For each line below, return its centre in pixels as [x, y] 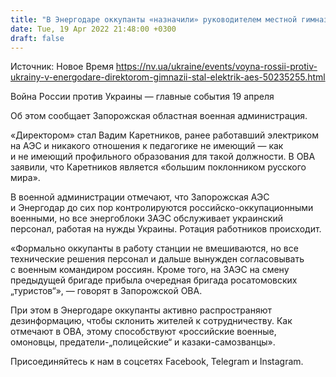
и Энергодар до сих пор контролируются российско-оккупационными [162, 208]
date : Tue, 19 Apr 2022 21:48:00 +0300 [93, 29]
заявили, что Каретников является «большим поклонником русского [158, 167]
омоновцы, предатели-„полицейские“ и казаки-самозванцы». [143, 342]
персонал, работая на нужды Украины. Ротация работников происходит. [166, 229]
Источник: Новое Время [62, 67]
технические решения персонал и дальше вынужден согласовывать [157, 259]
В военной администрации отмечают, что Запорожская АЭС [140, 197]
